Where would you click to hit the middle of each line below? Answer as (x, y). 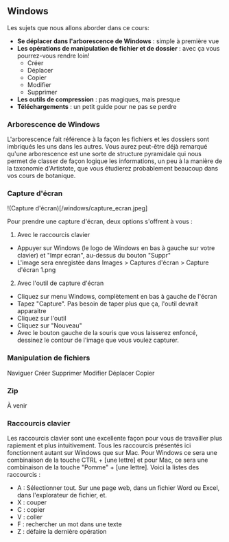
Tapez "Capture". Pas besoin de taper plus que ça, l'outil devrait (107, 304)
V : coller (29, 517)
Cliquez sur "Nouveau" (49, 325)
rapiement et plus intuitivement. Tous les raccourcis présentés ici (99, 445)
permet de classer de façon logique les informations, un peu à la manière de (115, 161)
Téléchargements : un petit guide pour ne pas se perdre (97, 106)
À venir (17, 406)
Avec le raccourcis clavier (53, 235)
